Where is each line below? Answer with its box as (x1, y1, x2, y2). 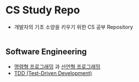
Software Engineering (5, 47, 87, 57)
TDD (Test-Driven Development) (13, 69, 92, 76)
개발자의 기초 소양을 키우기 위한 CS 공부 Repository (13, 23, 133, 30)
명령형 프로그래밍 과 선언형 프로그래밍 (13, 63, 101, 70)
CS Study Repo (5, 3, 80, 17)
